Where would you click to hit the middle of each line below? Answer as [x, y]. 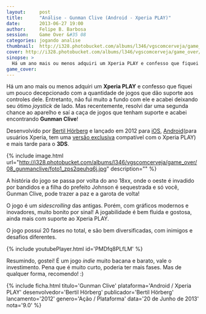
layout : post [29, 12]
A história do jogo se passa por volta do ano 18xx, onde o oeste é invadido [100, 181]
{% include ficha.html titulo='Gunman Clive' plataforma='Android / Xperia [99, 286]
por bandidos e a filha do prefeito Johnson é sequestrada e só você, [93, 187]
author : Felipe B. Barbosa [46, 29]
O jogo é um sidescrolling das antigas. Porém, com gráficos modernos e [97, 205]
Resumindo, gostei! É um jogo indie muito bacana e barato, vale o [89, 261]
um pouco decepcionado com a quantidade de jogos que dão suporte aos [100, 93]
